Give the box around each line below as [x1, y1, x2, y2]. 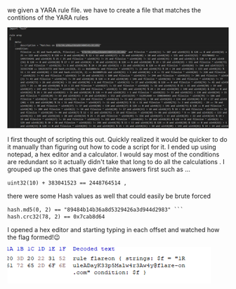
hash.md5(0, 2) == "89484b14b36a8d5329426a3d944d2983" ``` [7, 206, 184, 213]
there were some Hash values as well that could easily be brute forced [7, 192, 211, 201]
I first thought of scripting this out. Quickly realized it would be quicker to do [7, 135, 228, 144]
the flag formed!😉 [7, 233, 61, 241]
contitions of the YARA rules [7, 13, 89, 22]
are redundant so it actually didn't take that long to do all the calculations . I [7, 158, 225, 166]
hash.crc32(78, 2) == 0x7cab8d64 [7, 213, 105, 220]
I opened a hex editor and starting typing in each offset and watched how [7, 226, 220, 234]
